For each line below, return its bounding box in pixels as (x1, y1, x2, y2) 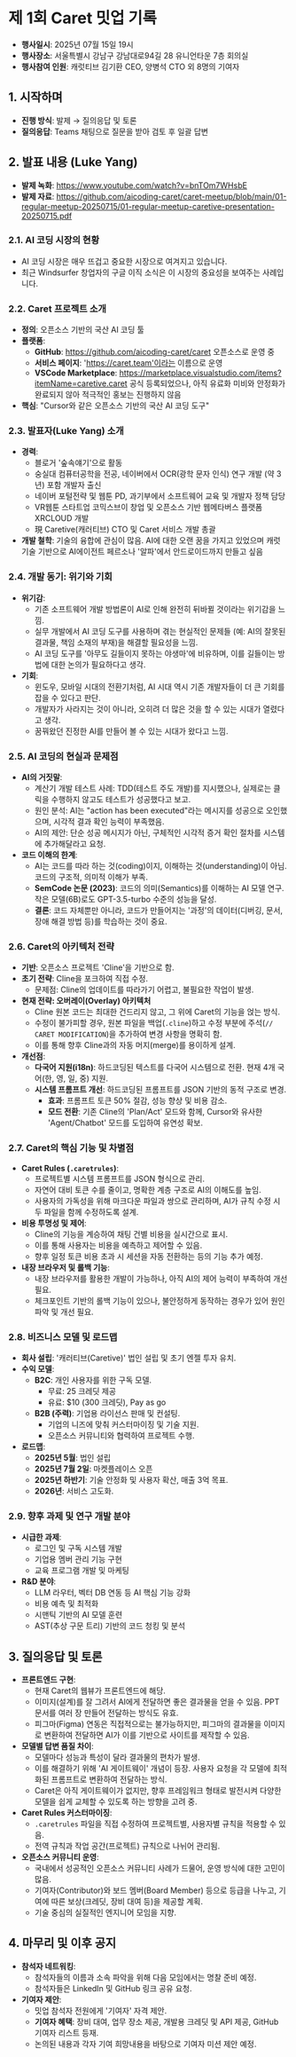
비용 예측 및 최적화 (34, 1598, 99, 1609)
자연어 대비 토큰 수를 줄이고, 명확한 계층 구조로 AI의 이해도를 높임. (34, 1184, 262, 1194)
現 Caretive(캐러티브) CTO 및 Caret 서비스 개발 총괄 (34, 524, 216, 535)
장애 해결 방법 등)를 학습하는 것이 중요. (34, 916, 167, 927)
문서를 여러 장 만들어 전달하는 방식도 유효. (34, 1707, 179, 1718)
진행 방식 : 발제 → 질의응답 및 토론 (20, 114, 137, 125)
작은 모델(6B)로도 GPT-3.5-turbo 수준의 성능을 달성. (34, 894, 217, 905)
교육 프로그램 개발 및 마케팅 (34, 1565, 129, 1576)
